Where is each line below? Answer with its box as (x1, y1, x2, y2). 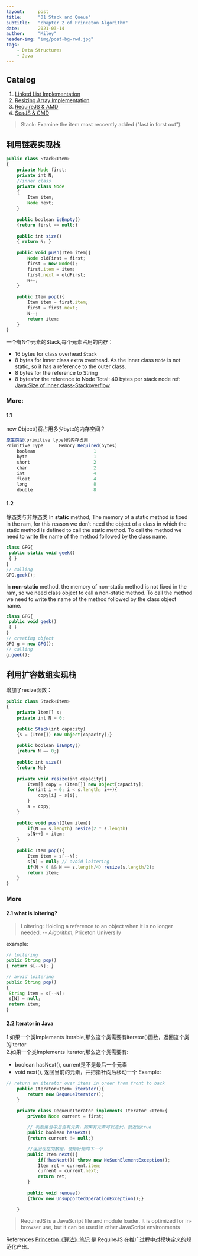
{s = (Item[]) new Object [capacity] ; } (17, 732, 112, 738)
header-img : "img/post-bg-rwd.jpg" (6, 36, 94, 42)
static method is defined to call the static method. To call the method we (6, 527, 182, 534)
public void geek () (8, 619, 57, 625)
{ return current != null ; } (27, 1135, 94, 1141)
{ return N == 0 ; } (17, 748, 60, 754)
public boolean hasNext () (27, 1130, 92, 1136)
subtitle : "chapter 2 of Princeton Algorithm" (6, 20, 128, 26)
